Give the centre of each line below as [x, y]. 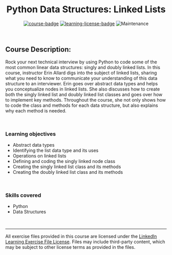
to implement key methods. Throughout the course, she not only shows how [86, 100]
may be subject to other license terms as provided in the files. [70, 247]
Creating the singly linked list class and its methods [67, 167]
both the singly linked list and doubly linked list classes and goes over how [84, 94]
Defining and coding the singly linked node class [64, 161]
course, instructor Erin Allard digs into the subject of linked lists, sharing [81, 73]
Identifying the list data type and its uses [56, 150]
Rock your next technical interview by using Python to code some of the [81, 62]
